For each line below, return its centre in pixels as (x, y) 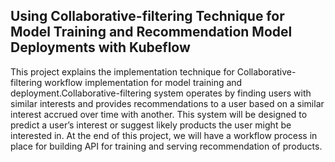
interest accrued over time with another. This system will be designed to (159, 114)
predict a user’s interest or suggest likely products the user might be (151, 125)
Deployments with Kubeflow (100, 47)
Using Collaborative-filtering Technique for (147, 16)
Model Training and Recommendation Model (151, 32)
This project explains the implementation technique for (122, 71)
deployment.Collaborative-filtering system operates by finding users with (161, 93)
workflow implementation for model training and (143, 82)
